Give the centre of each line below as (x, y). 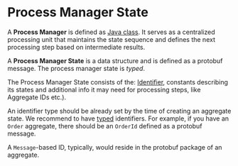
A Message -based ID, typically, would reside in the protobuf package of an (115, 147)
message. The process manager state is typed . (76, 68)
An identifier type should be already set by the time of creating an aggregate (119, 111)
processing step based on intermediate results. (76, 47)
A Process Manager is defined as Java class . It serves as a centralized (111, 32)
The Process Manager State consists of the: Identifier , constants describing (118, 82)
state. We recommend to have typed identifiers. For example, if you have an (118, 118)
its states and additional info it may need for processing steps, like (104, 89)
